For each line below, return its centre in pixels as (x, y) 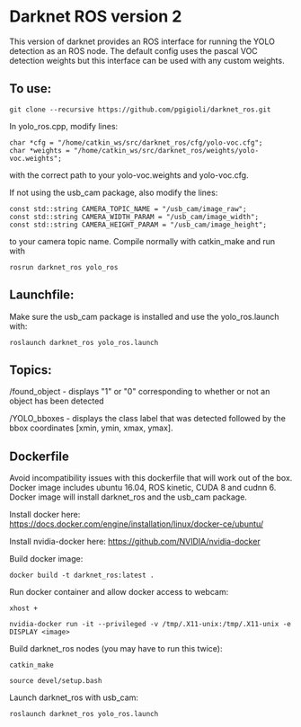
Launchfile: (42, 295)
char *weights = (40, 150)
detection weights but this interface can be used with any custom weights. (147, 60)
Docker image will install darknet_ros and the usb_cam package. (128, 497)
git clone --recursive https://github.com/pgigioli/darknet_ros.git (140, 110)
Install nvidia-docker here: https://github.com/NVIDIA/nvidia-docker (135, 542)
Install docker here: (45, 515)
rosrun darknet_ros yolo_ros (64, 267)
